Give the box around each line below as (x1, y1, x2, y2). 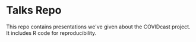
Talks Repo (6, 4, 62, 17)
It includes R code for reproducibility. (6, 29, 97, 36)
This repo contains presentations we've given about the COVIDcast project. (6, 23, 191, 30)
